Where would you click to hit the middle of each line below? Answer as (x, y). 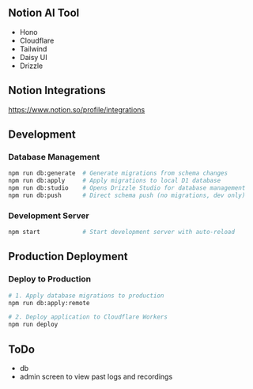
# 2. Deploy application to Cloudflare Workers (88, 317)
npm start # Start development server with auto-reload (122, 232)
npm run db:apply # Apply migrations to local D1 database (115, 181)
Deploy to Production (50, 279)
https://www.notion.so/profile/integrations (77, 109)
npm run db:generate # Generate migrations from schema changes (118, 173)
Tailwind (33, 49)
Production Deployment (68, 257)
